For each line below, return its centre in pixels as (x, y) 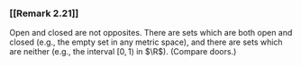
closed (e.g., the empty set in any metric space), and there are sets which (146, 42)
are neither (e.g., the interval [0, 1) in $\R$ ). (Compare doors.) (123, 52)
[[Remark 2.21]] (44, 13)
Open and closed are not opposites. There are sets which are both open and (151, 33)
